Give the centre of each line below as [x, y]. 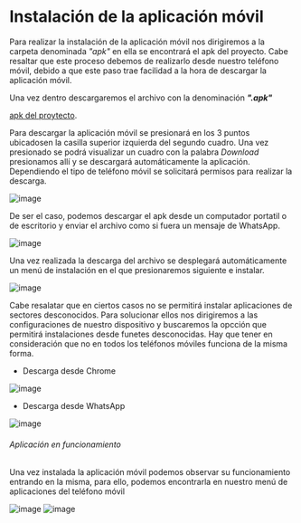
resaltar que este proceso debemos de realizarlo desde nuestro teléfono [144, 61]
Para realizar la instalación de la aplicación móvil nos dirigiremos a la [137, 42]
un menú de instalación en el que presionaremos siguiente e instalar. [137, 270]
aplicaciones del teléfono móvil [67, 491]
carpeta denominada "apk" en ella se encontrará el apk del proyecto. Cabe [149, 51]
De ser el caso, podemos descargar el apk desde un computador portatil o [148, 215]
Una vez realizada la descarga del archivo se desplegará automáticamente [148, 261]
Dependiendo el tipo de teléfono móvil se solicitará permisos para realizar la [151, 171]
